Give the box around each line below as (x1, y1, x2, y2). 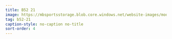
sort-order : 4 (5, 26, 36, 31)
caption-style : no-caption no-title (5, 21, 83, 27)
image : (5, 12, 19, 17)
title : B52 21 (5, 7, 36, 13)
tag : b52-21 (5, 17, 31, 22)
